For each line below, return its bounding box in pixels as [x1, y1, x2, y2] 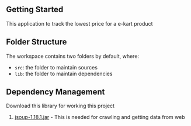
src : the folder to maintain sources [14, 64, 98, 71]
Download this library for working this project [6, 102, 115, 110]
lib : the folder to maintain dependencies [14, 70, 113, 77]
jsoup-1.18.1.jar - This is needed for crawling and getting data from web [14, 114, 185, 121]
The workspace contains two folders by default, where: [6, 52, 139, 60]
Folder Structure [6, 37, 67, 47]
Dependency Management [6, 87, 105, 97]
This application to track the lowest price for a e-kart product [6, 20, 153, 27]
